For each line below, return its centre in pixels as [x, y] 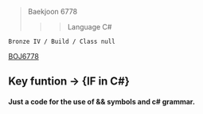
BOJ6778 [24, 56]
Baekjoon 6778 [53, 12]
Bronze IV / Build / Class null [62, 41]
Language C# [90, 27]
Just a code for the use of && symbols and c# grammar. [101, 101]
